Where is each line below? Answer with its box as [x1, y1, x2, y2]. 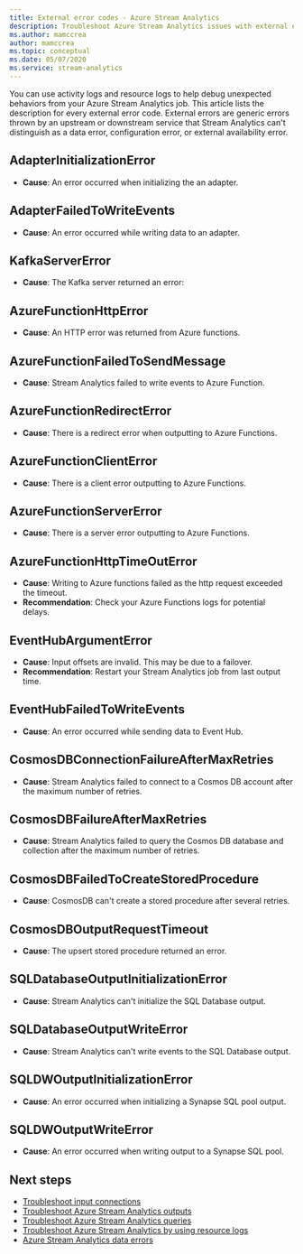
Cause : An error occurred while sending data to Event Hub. [22, 726, 243, 737]
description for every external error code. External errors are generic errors [9, 107, 290, 118]
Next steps [9, 1172, 72, 1187]
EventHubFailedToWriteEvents [9, 701, 186, 718]
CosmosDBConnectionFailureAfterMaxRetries [9, 752, 274, 767]
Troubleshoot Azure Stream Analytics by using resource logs [22, 1225, 249, 1236]
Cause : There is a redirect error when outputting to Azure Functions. [22, 427, 278, 438]
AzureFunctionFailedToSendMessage [9, 353, 226, 368]
